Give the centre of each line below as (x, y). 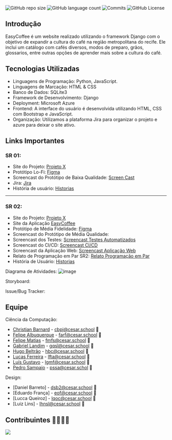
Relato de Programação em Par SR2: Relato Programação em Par (81, 256)
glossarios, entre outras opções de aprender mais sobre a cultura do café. (84, 53)
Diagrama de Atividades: (31, 271)
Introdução (23, 24)
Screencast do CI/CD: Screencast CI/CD (55, 245)
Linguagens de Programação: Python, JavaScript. (65, 81)
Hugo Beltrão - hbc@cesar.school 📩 (50, 351)
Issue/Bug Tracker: (25, 291)
